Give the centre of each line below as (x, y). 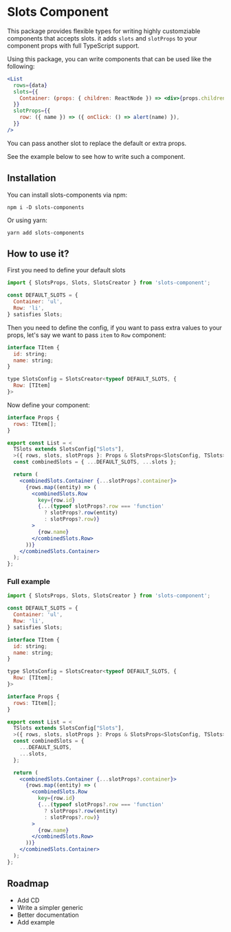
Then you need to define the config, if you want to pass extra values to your (114, 327)
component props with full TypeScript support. (73, 45)
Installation (32, 178)
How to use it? (38, 254)
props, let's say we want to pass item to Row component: (87, 335)
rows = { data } (31, 85)
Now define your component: (49, 405)
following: (21, 66)
